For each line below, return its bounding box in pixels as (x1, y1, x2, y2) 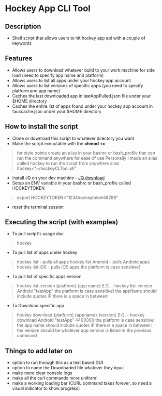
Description (5, 22, 41, 31)
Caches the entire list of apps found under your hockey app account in (12, 103, 153, 109)
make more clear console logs (12, 370, 73, 376)
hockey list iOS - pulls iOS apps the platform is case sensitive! (16, 264, 140, 270)
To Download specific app (12, 303, 64, 309)
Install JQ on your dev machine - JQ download (12, 175, 105, 181)
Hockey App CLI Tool (5, 3, 91, 14)
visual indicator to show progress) (12, 385, 80, 391)
